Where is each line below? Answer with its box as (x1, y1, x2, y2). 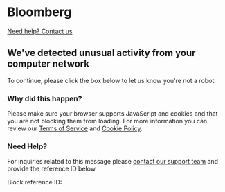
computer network (7, 58, 90, 70)
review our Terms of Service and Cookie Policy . (7, 124, 143, 132)
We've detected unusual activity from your (7, 47, 196, 59)
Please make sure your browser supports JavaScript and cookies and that (7, 110, 218, 118)
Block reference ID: (7, 178, 62, 186)
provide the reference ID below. (7, 164, 97, 173)
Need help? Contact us (7, 27, 73, 35)
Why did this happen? (7, 94, 82, 103)
